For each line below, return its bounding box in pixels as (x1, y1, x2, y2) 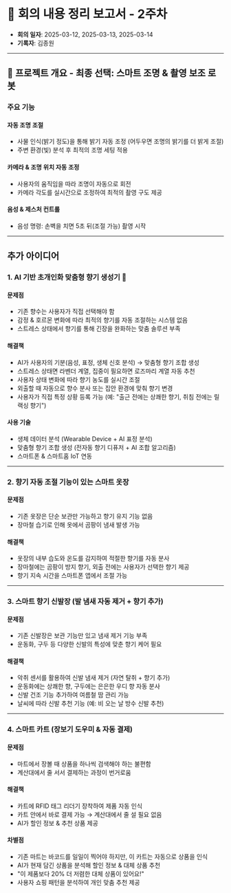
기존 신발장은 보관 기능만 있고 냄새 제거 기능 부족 (16, 631, 148, 640)
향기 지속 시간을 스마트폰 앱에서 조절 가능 (16, 572, 128, 580)
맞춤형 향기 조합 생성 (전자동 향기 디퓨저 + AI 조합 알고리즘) (16, 443, 177, 451)
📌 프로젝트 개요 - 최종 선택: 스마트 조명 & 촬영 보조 (7, 67, 206, 79)
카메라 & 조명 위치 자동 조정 (7, 163, 80, 172)
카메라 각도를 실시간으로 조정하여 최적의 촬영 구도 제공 (16, 188, 163, 196)
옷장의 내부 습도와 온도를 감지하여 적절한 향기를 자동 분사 (16, 554, 170, 563)
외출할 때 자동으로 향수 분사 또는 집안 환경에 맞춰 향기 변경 (16, 384, 173, 392)
